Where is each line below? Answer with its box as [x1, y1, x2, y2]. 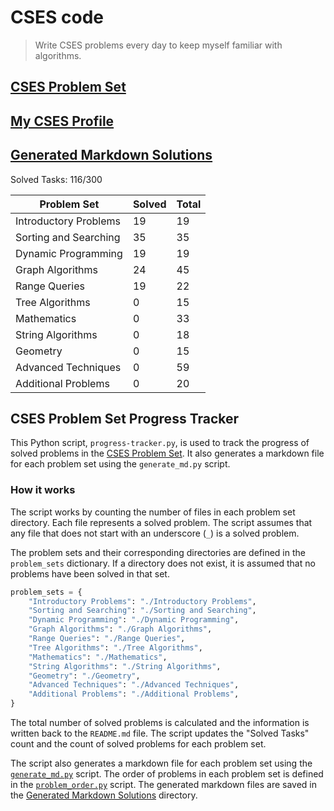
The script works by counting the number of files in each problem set [10, 506, 296, 518]
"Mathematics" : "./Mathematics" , [28, 652, 168, 662]
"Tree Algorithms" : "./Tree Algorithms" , [28, 642, 203, 653]
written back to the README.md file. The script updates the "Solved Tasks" [10, 727, 310, 740]
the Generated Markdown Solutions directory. [10, 789, 198, 801]
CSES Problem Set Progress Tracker [10, 410, 240, 427]
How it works [10, 483, 76, 497]
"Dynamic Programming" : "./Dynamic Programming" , [28, 615, 240, 625]
